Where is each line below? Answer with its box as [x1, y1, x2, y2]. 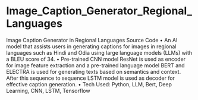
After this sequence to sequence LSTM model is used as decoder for [6, 74, 175, 82]
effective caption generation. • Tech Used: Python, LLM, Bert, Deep [6, 80, 172, 87]
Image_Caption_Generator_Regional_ [6, 4, 192, 18]
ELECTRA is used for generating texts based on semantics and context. [6, 68, 181, 75]
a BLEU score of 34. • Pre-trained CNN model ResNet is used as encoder [6, 55, 186, 62]
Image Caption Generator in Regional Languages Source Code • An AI [6, 36, 178, 43]
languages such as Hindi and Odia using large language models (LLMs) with [6, 49, 193, 56]
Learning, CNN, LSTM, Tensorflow [6, 87, 90, 94]
